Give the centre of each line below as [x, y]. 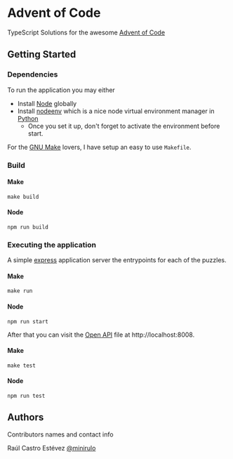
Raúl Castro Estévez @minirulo [52, 448]
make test [22, 366]
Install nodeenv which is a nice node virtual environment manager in [116, 111]
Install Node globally [47, 103]
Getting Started [42, 54]
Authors [26, 417]
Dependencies [33, 75]
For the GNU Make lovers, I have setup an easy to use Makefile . [99, 147]
